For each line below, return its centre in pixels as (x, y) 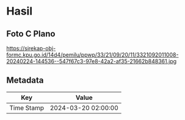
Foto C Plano (31, 34)
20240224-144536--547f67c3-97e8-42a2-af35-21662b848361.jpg (92, 61)
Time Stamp (27, 108)
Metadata (25, 80)
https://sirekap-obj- (31, 48)
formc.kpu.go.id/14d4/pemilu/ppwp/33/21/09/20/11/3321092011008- (92, 55)
